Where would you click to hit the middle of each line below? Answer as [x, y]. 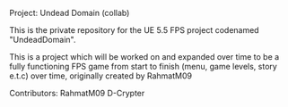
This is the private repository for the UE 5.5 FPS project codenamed [134, 30]
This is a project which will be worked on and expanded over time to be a [144, 57]
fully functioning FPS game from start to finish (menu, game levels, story [144, 66]
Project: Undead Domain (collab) [70, 13]
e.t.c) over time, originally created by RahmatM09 [101, 76]
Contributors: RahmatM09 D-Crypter [77, 93]
